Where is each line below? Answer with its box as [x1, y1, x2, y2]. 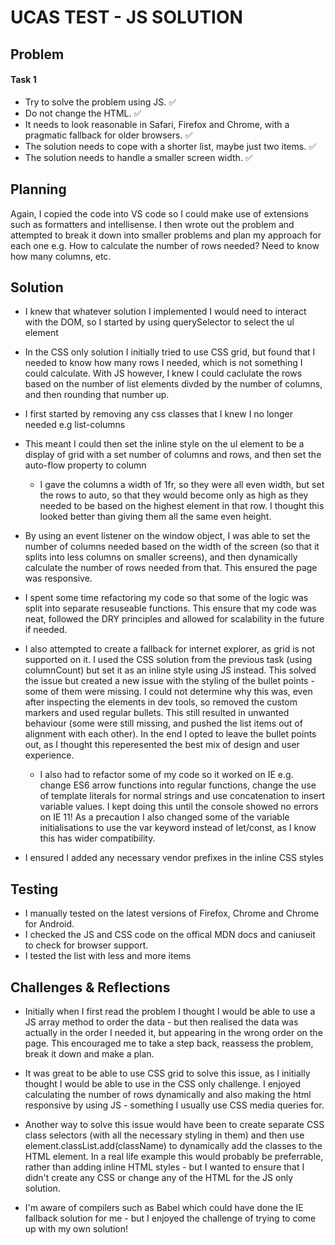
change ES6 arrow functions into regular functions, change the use [39, 779, 317, 791]
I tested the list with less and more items [24, 950, 192, 962]
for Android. [24, 918, 75, 930]
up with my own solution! [24, 1223, 129, 1235]
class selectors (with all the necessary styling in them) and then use [24, 1129, 305, 1141]
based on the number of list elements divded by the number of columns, [24, 378, 323, 390]
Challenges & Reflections [10, 979, 171, 996]
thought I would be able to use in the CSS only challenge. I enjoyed [24, 1078, 301, 1090]
